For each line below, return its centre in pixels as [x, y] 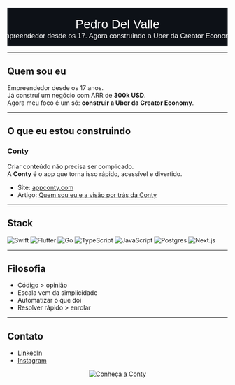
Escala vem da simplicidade [57, 293]
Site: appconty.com [45, 187]
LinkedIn [30, 353]
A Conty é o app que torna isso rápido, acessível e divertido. [95, 174]
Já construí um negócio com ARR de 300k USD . [77, 95]
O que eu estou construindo [69, 131]
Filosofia [27, 269]
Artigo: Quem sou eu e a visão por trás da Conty [87, 195]
